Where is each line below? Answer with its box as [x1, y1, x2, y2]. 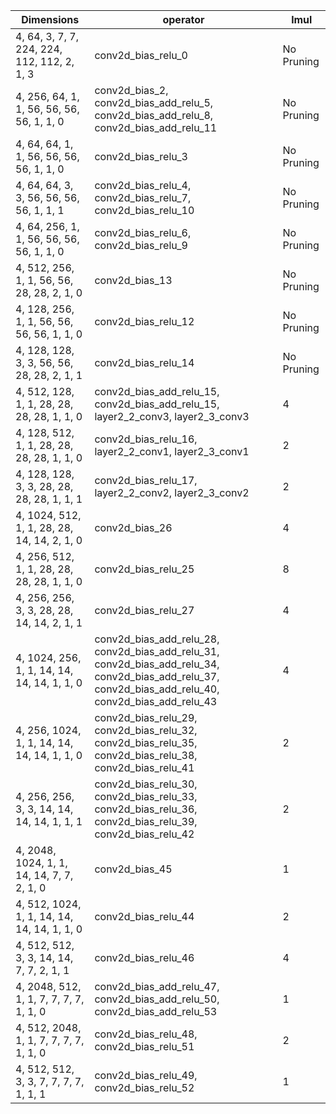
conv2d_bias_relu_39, [94, 815, 198, 828]
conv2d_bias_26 [94, 521, 173, 534]
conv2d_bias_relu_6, [94, 226, 192, 239]
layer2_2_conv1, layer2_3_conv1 [94, 445, 250, 458]
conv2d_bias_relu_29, [94, 711, 198, 724]
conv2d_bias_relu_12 [94, 315, 195, 328]
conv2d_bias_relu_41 [94, 761, 195, 774]
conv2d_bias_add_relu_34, [94, 657, 220, 671]
